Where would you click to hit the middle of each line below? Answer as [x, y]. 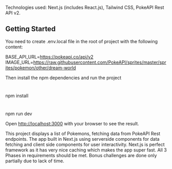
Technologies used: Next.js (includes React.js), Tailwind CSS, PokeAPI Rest [85, 7]
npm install [17, 96]
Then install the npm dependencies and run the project [63, 78]
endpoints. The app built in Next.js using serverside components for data [83, 139]
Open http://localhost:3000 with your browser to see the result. [72, 124]
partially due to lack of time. [35, 161]
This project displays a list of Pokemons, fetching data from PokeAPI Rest [83, 134]
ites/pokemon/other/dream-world [41, 68]
